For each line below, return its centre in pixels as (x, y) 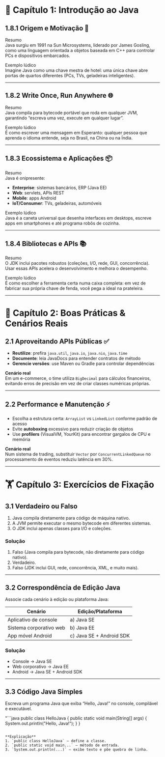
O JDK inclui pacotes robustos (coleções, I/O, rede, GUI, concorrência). (77, 263)
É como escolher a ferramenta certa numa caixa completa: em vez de (75, 283)
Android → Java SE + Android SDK (47, 672)
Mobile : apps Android (34, 198)
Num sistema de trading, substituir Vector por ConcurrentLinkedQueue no (78, 454)
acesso (19, 424)
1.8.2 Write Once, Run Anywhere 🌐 (59, 96)
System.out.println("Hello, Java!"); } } (43, 724)
